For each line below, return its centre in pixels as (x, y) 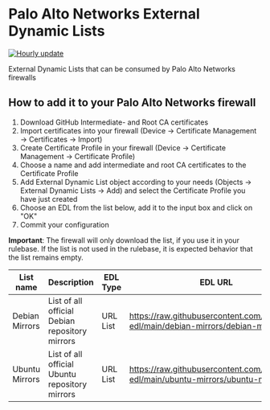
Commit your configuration (65, 224)
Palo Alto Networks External (104, 14)
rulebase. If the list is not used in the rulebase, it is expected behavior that (131, 248)
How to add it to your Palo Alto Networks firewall (132, 102)
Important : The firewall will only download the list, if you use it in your (124, 240)
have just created (49, 199)
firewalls (22, 77)
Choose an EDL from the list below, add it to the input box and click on (136, 207)
